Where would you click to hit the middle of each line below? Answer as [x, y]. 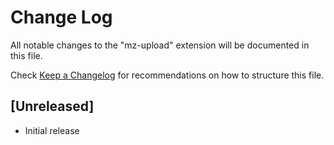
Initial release [52, 130]
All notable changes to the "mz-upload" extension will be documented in [160, 45]
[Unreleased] [52, 106]
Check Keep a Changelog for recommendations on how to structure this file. [167, 75]
